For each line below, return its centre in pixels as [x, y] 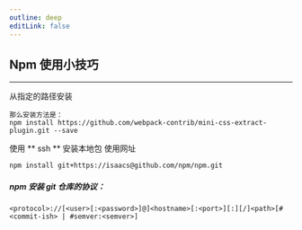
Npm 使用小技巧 [54, 64]
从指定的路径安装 [41, 96]
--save [66, 131]
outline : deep [36, 18]
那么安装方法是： [36, 115]
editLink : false [40, 26]
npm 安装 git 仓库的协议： [58, 186]
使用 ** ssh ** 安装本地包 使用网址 [73, 148]
